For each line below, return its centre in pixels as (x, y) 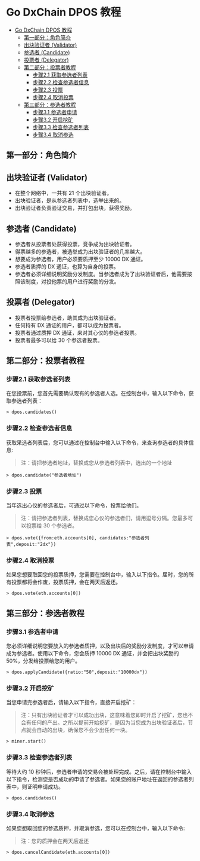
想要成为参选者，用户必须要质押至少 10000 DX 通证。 (80, 259)
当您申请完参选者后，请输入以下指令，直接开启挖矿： (71, 703)
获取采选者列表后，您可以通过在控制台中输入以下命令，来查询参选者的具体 (97, 442)
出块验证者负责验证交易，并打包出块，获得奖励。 (75, 208)
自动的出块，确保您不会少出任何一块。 (84, 730)
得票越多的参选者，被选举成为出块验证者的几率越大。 (80, 251)
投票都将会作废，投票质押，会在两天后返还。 (66, 582)
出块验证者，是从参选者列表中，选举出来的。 (70, 200)
